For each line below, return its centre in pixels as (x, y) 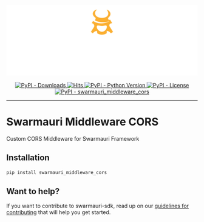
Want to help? (33, 191)
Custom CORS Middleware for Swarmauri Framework (73, 138)
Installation (28, 158)
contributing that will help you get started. (59, 212)
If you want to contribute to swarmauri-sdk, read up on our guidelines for (98, 206)
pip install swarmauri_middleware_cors (57, 172)
